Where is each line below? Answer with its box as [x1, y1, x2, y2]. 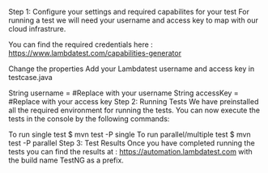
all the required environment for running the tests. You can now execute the [8, 105, 261, 115]
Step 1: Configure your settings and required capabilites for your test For [8, 7, 249, 16]
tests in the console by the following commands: [8, 114, 170, 124]
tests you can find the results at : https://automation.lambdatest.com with [8, 147, 253, 156]
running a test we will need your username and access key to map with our [8, 15, 259, 25]
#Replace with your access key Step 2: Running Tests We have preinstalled [8, 97, 259, 106]
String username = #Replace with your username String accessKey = [8, 88, 239, 98]
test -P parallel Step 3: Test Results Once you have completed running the [8, 138, 255, 148]
